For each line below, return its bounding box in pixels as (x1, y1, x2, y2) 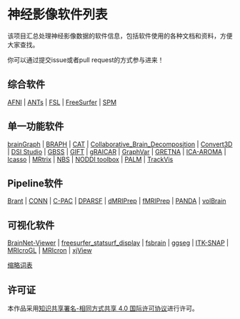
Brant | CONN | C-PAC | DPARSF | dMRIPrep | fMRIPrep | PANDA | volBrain (7, 197, 226, 206)
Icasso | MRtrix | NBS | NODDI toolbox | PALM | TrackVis (7, 155, 174, 163)
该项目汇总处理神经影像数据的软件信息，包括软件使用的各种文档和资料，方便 (7, 31, 233, 40)
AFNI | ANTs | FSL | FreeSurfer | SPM (7, 98, 116, 106)
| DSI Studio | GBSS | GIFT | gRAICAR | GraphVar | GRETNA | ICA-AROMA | (7, 147, 226, 156)
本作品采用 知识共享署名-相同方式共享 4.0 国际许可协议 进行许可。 (7, 304, 199, 313)
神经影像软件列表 (7, 6, 109, 23)
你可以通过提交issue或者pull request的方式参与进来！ (7, 55, 164, 64)
